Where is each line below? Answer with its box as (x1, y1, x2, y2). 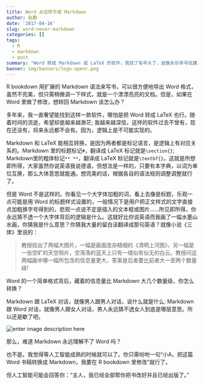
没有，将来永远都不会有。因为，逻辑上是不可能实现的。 (16, 126, 155, 134)
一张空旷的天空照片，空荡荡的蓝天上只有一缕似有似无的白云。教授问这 (21, 249, 197, 257)
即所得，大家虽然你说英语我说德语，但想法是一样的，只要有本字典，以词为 (6, 162, 192, 169)
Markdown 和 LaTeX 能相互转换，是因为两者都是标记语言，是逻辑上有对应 (6, 140, 191, 147)
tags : (6, 37, 20, 43)
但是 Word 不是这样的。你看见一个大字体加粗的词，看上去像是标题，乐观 (6, 190, 188, 198)
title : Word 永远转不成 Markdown (6, 9, 86, 15)
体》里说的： (6, 229, 38, 236)
